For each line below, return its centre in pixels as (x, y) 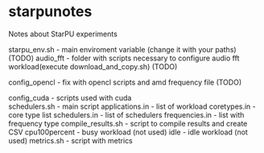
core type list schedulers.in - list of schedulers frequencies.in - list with (126, 114)
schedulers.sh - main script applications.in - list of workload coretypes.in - (132, 106)
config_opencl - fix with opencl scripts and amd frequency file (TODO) (125, 82)
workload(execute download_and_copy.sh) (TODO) (93, 66)
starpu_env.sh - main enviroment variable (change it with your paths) (122, 49)
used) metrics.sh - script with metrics (70, 140)
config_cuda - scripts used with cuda (70, 97)
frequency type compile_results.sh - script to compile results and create (128, 123)
